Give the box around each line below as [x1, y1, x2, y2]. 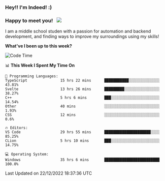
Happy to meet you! [5, 17, 53, 24]
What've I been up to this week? [5, 43, 72, 49]
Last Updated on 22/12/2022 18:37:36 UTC [5, 170, 92, 176]
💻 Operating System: [5, 152, 49, 157]
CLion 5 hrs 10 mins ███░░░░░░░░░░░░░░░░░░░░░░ [5, 138, 160, 144]
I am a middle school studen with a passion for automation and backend [5, 29, 151, 34]
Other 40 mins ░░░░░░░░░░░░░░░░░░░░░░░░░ [5, 104, 160, 109]
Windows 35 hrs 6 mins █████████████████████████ [5, 157, 160, 162]
